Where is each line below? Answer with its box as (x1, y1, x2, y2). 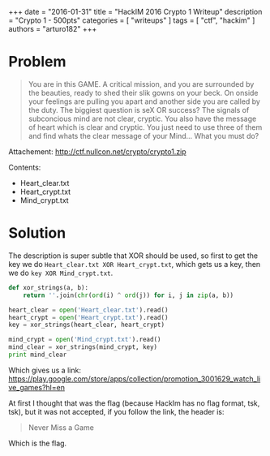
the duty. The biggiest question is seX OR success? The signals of (28, 105, 250, 114)
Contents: (8, 162, 41, 172)
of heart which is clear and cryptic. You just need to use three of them (28, 122, 263, 132)
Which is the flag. (8, 438, 67, 448)
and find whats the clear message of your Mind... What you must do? (28, 131, 259, 140)
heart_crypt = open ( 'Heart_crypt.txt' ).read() (8, 313, 169, 321)
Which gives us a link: (8, 365, 81, 375)
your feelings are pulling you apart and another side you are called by (28, 97, 261, 106)
